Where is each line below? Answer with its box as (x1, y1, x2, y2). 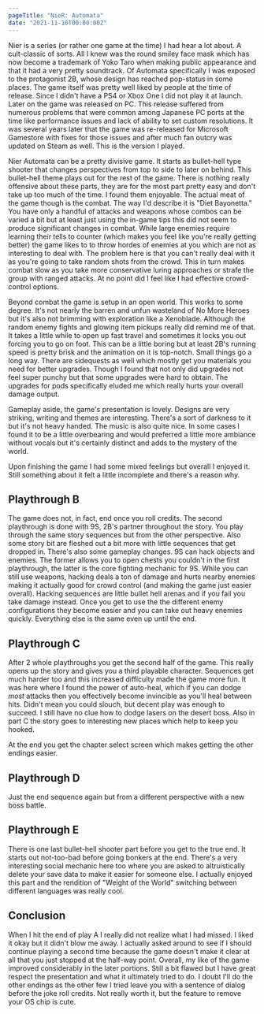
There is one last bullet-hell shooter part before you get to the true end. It (8, 844, 246, 853)
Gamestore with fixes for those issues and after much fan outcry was (8, 132, 232, 142)
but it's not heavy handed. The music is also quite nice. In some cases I (8, 421, 240, 430)
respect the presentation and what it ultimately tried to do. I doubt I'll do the (8, 971, 254, 981)
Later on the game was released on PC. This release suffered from (8, 99, 225, 109)
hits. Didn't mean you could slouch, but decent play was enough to (8, 700, 225, 709)
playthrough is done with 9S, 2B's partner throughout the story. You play (8, 522, 244, 532)
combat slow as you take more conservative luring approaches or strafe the (8, 265, 255, 274)
